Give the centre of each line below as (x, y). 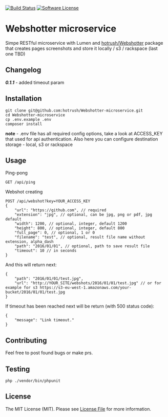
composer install (24, 124)
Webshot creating (24, 192)
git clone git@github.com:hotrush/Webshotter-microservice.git (74, 111)
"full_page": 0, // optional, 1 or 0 (55, 233)
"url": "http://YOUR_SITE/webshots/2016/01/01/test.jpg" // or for (88, 283)
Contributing (26, 340)
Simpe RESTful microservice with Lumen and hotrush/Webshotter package (84, 43)
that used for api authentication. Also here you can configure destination (82, 139)
